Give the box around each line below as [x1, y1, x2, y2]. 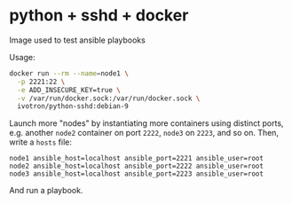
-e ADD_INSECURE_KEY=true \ [17, 85, 122, 94]
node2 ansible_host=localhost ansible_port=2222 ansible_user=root [9, 161, 264, 171]
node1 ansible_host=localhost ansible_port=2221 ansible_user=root [9, 154, 264, 163]
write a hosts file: [9, 137, 73, 147]
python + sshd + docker [9, 5, 189, 26]
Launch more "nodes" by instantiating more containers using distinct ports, [9, 118, 284, 129]
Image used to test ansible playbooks [9, 35, 146, 45]
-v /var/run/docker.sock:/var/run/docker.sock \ [17, 94, 201, 103]
